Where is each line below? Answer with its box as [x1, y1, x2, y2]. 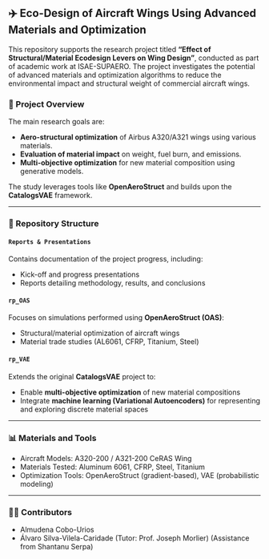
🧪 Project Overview [8, 99, 85, 110]
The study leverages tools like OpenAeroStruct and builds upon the [8, 182, 232, 192]
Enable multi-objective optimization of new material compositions [19, 387, 241, 397]
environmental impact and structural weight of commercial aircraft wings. [8, 79, 251, 88]
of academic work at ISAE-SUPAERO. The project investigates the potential [8, 61, 255, 71]
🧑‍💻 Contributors [8, 506, 73, 517]
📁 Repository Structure [8, 218, 99, 229]
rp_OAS [8, 296, 30, 305]
